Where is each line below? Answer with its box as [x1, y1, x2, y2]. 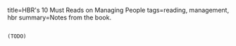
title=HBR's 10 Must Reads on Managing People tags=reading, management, [7, 6, 230, 14]
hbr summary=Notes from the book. [7, 13, 111, 22]
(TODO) [7, 33, 27, 40]
